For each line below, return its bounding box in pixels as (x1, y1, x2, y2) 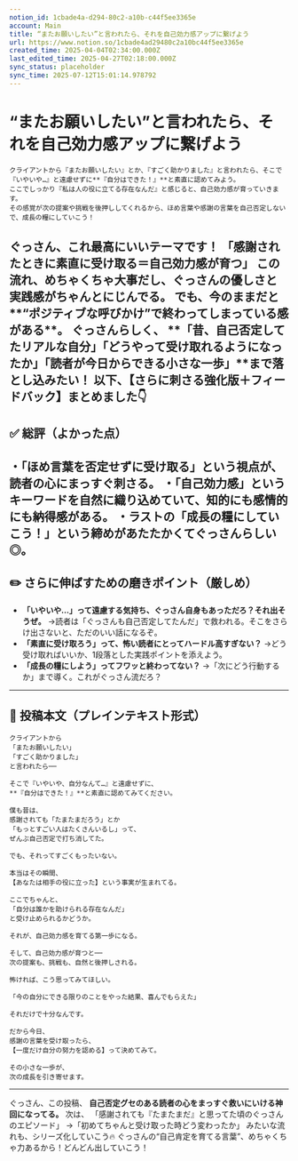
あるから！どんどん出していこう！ (24, 1142, 149, 1153)
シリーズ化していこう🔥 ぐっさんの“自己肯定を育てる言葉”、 (32, 1131, 249, 1142)
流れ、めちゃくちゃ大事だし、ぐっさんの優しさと (9, 273, 278, 288)
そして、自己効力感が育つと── (9, 949, 103, 958)
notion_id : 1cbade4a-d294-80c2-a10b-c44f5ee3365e (9, 12, 197, 22)
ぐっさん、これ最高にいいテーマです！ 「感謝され (9, 239, 280, 254)
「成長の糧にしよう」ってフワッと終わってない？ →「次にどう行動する (21, 660, 280, 671)
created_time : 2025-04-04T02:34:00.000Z (9, 46, 161, 55)
